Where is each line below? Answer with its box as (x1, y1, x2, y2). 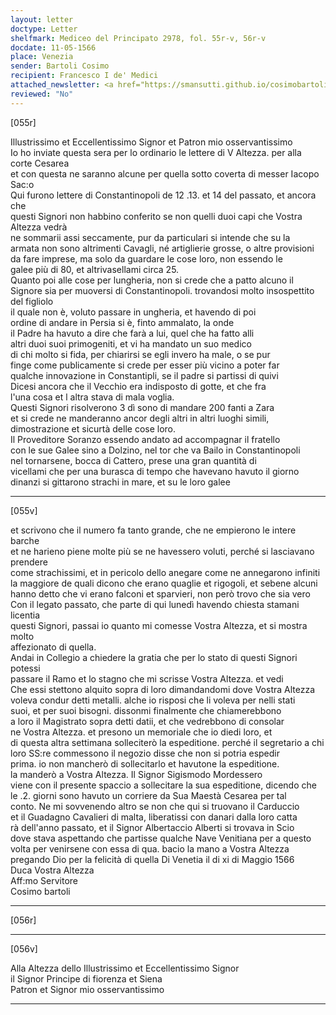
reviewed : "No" (10, 89, 74, 99)
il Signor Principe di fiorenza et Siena (10, 972, 163, 985)
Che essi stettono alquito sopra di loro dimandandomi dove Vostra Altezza (10, 683, 316, 695)
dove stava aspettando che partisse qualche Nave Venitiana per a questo (10, 832, 312, 844)
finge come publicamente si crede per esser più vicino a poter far (10, 359, 280, 371)
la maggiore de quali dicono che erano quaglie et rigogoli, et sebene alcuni (10, 577, 318, 589)
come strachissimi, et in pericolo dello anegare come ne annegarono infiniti (10, 566, 321, 578)
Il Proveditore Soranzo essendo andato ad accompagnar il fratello (10, 433, 281, 445)
